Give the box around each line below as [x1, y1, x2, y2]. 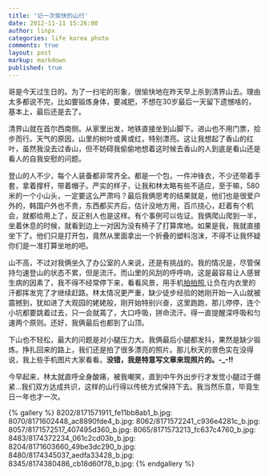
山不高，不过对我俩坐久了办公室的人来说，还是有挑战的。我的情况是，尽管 [8, 258, 254, 267]
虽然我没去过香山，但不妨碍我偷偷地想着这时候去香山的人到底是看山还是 [22, 143, 261, 153]
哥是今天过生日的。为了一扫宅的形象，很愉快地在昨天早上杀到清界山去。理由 [8, 86, 261, 96]
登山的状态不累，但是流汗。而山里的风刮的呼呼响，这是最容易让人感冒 [29, 267, 261, 277]
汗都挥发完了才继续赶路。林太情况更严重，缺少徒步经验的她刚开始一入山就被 [8, 287, 261, 297]
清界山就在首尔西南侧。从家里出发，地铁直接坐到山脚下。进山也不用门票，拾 [8, 123, 261, 133]
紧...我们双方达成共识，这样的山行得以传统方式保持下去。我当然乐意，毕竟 [8, 382, 254, 391]
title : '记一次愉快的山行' [8, 11, 89, 20]
